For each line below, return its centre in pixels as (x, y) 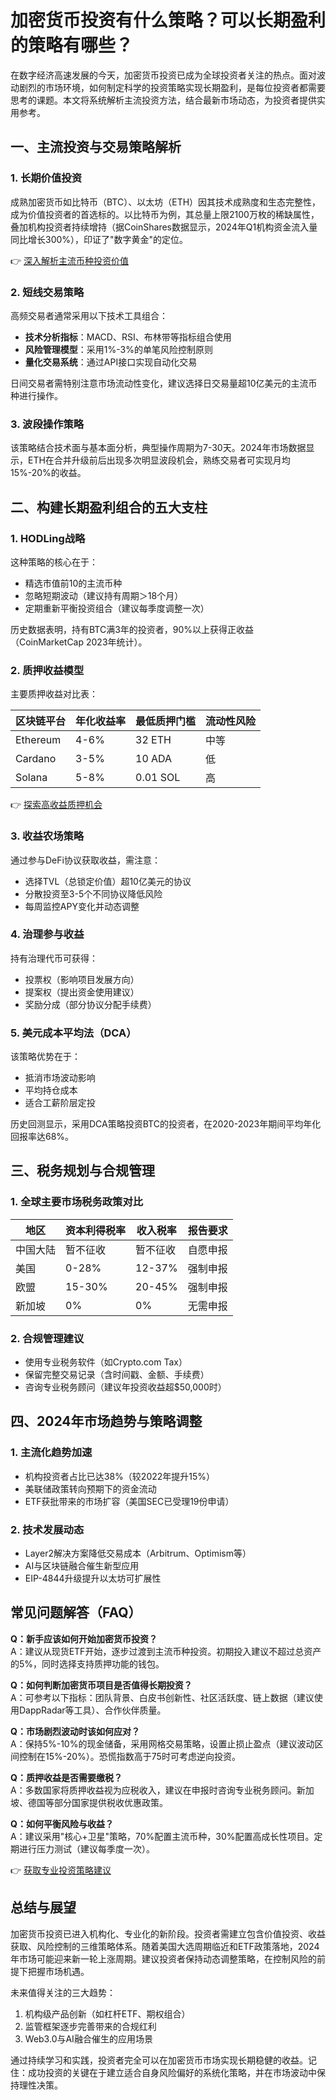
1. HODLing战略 (48, 538)
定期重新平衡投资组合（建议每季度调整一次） (117, 608)
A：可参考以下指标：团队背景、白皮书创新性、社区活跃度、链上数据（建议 (162, 1697)
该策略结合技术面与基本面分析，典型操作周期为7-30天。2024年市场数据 (158, 448)
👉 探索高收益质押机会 (56, 805)
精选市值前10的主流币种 (73, 583)
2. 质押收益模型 (47, 670)
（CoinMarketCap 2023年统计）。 (79, 642)
